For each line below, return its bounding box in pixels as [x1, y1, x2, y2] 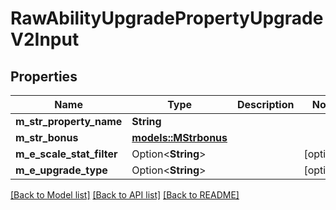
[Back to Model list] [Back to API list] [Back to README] [10, 189, 240, 201]
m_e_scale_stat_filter [15, 147, 118, 161]
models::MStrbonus [131, 131, 228, 144]
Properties [10, 68, 78, 85]
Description [237, 98, 295, 111]
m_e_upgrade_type [15, 163, 108, 177]
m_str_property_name [15, 115, 123, 128]
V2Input [10, 28, 80, 51]
